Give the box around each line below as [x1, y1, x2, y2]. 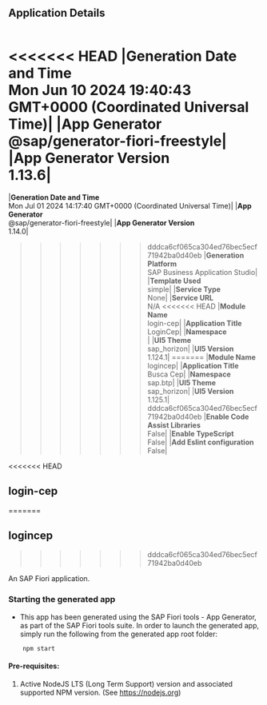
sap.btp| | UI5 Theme [147, 377, 217, 387]
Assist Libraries [147, 420, 201, 430]
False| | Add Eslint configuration [147, 437, 254, 447]
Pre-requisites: [8, 661, 60, 671]
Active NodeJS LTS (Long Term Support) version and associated [19, 679, 233, 688]
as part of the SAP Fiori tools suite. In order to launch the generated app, [19, 620, 260, 630]
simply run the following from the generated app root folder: [19, 629, 218, 639]
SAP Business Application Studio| [147, 267, 258, 277]
